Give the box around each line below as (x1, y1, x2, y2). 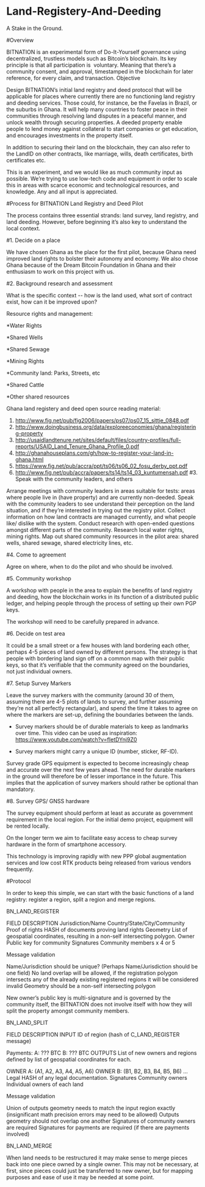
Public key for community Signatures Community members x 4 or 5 (6, 938, 176, 946)
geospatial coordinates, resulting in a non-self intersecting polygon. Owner (6, 932, 195, 940)
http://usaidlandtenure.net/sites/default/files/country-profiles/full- (15, 436, 181, 443)
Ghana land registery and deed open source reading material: (6, 405, 161, 412)
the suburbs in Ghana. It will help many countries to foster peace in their (6, 105, 188, 113)
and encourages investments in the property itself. (6, 132, 133, 139)
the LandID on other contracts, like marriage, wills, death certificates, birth (6, 150, 193, 157)
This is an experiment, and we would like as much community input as (6, 168, 182, 176)
